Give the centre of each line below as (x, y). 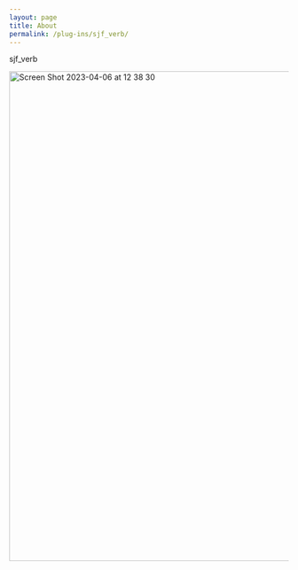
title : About (33, 26)
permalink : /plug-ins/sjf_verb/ (69, 34)
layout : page (33, 17)
